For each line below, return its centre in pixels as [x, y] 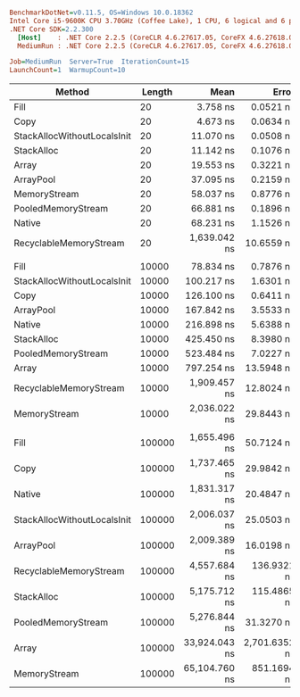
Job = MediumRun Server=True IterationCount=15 [100, 62]
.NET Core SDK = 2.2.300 [51, 29]
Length [157, 92]
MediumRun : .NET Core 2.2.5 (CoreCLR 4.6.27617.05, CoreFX [131, 46]
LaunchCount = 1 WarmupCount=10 [67, 71]
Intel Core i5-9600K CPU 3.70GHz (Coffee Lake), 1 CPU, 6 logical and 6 [147, 21]
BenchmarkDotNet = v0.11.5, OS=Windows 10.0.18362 [101, 12]
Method [72, 92]
